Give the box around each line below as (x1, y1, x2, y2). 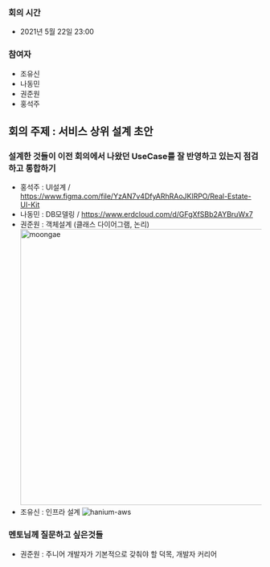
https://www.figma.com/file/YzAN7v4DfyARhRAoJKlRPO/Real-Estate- (19, 191, 252, 202)
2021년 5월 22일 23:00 (19, 27, 95, 37)
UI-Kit (19, 200, 40, 210)
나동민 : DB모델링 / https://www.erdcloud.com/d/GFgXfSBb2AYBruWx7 (19, 210, 253, 219)
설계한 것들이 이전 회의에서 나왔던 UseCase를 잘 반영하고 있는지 (8, 150, 242, 161)
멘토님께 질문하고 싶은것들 (8, 529, 104, 540)
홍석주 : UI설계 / (19, 182, 71, 192)
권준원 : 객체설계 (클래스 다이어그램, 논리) (19, 219, 150, 230)
